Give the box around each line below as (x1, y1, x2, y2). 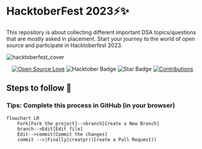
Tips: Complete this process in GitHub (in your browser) (6, 101, 175, 110)
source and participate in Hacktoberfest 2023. (6, 42, 123, 49)
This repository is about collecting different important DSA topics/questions (6, 28, 197, 36)
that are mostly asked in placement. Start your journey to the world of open (6, 35, 195, 42)
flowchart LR (6, 115, 40, 122)
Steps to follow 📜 (6, 83, 72, 93)
